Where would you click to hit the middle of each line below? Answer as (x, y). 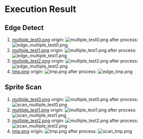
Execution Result (40, 9)
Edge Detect (24, 28)
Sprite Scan (23, 87)
